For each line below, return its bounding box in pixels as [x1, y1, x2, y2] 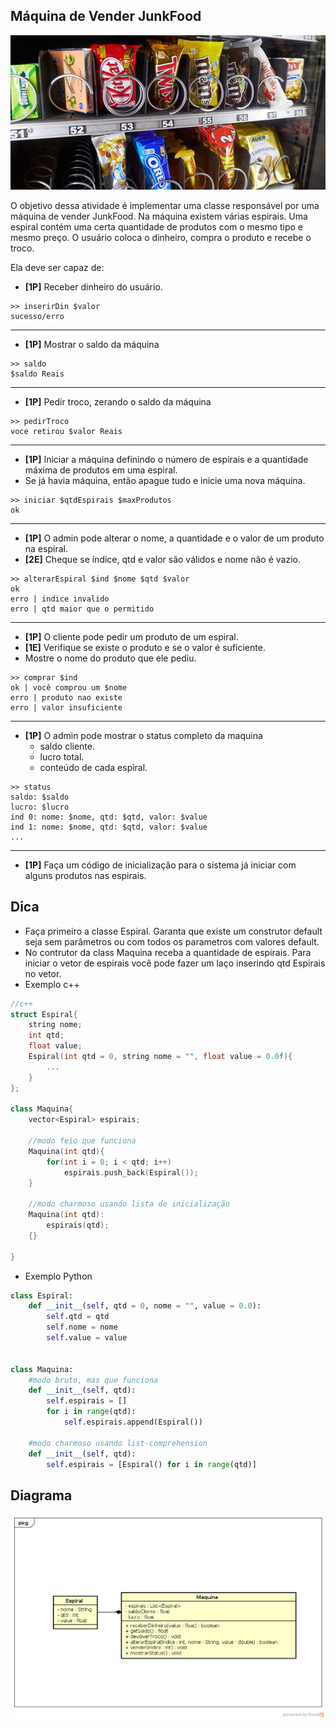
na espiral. [24, 542, 68, 554]
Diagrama [10, 1487, 73, 1504]
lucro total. [39, 750, 85, 763]
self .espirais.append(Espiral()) [63, 1417, 203, 1428]
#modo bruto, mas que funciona [28, 1375, 159, 1385]
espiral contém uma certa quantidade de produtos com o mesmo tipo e [10, 220, 304, 233]
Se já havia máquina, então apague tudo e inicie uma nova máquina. [24, 474, 306, 486]
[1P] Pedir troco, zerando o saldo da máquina [24, 395, 212, 408]
